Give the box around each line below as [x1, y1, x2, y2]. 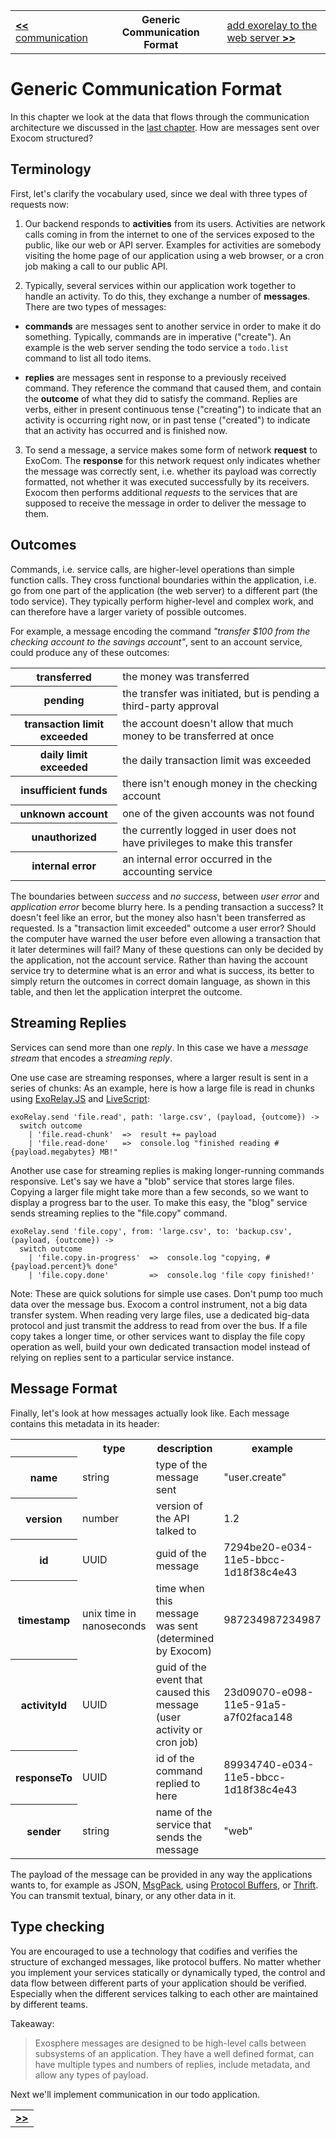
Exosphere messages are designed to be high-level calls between [34, 2037, 307, 2049]
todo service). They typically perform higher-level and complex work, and [10, 595, 314, 607]
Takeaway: [10, 2017, 55, 2029]
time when [155, 1581, 205, 1595]
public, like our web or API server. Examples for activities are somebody [24, 239, 322, 251]
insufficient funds [20, 784, 108, 798]
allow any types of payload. [34, 2069, 149, 2081]
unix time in [81, 1606, 137, 1620]
